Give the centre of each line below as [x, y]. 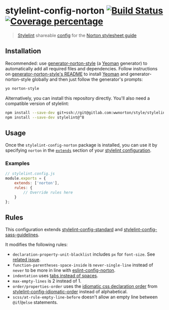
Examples [18, 163]
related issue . [27, 260]
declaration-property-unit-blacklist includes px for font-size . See [84, 254]
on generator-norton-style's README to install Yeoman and [67, 74]
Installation [23, 51]
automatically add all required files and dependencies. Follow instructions [81, 68]
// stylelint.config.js [30, 174]
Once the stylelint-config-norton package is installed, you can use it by [81, 145]
